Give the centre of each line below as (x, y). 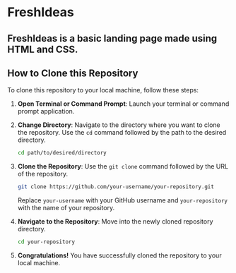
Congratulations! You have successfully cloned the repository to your (119, 255)
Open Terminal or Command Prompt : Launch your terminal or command (123, 104)
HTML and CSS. (43, 49)
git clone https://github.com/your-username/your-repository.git (116, 187)
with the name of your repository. (66, 208)
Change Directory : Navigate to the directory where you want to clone (119, 125)
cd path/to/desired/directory (62, 153)
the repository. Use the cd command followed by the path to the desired (122, 133)
